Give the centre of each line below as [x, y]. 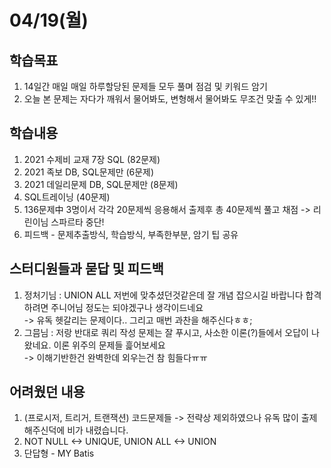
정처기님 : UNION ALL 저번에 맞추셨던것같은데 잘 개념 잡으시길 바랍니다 [163, 295]
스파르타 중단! [77, 222]
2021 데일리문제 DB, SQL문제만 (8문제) [101, 184]
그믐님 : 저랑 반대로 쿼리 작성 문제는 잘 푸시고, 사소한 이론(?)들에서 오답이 [166, 332]
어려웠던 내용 [47, 392]
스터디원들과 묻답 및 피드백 [86, 269]
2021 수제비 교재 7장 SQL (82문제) [92, 159]
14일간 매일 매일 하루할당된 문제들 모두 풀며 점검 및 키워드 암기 [145, 86]
